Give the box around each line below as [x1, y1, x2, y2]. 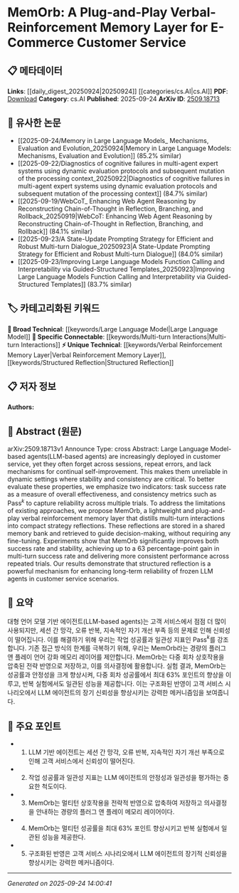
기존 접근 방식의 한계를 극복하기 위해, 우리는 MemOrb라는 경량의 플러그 [28, 644, 226, 652]
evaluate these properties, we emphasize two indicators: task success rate [7, 482, 226, 491]
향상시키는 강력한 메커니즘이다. [28, 858, 115, 867]
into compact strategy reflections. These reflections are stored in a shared [7, 521, 225, 530]
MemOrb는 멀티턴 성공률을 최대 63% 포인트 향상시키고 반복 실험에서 [28, 824, 221, 833]
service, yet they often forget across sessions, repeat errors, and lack [7, 460, 212, 468]
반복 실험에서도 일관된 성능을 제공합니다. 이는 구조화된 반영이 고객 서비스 [22, 680, 224, 688]
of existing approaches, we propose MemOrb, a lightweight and [7, 506, 194, 514]
